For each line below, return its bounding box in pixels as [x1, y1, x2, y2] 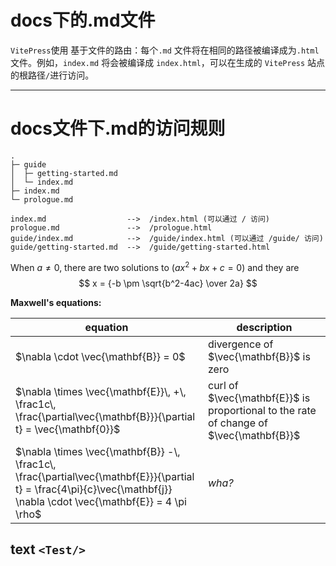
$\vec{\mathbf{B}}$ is [208, 349, 311, 363]
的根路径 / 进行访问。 [10, 69, 95, 81]
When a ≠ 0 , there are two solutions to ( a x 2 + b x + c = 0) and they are [10, 259, 300, 273]
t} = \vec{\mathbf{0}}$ [15, 422, 121, 436]
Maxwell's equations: [10, 296, 102, 308]
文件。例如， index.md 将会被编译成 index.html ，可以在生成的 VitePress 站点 [10, 56, 326, 68]
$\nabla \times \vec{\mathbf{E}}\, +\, [15, 384, 187, 398]
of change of [208, 416, 268, 430]
